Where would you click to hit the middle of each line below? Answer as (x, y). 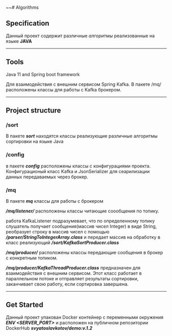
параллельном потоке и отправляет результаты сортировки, (72, 278)
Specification (28, 23)
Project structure (33, 111)
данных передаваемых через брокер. (47, 177)
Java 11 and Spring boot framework (43, 74)
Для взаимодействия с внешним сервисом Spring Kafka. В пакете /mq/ (83, 84)
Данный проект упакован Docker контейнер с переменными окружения (85, 317)
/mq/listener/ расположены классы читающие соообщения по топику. (83, 211)
